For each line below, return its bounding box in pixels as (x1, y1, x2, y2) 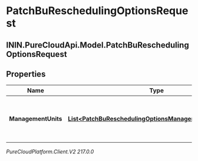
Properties (6, 69, 46, 79)
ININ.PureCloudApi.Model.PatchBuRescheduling (6, 40, 190, 50)
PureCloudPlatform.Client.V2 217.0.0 (6, 148, 94, 155)
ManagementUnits (9, 115, 62, 123)
